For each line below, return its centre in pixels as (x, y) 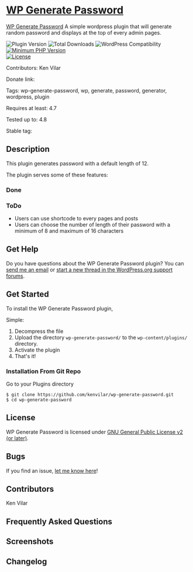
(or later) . (17, 438)
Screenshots (30, 542)
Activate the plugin (37, 350)
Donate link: (20, 79)
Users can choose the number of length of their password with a (92, 224)
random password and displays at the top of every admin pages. (84, 32)
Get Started (27, 294)
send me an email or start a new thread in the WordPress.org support (89, 270)
